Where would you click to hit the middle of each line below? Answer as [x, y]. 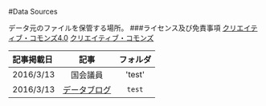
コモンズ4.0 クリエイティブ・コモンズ [92, 38]
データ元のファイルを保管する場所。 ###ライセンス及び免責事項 [115, 28]
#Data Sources [33, 12]
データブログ [87, 90]
